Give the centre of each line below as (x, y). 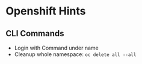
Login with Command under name (56, 48)
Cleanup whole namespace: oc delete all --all (75, 54)
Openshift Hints (46, 11)
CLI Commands (35, 34)
